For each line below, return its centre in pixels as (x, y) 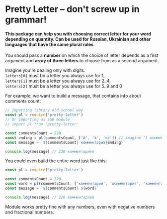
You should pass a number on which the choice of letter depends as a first (82, 55)
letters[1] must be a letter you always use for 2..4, (58, 81)
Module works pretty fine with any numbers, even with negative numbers (80, 207)
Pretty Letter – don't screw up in (73, 9)
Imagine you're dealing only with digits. (45, 70)
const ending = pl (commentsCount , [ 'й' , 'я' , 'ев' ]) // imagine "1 (77, 138)
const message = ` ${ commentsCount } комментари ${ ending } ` (65, 142)
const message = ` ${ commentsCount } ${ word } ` (52, 188)
